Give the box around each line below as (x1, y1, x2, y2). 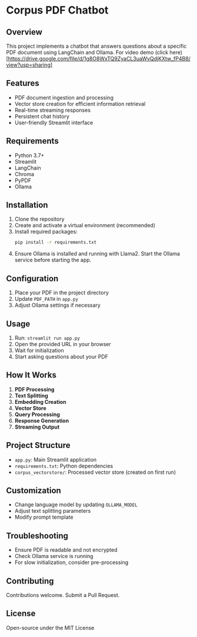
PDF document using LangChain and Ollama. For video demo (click (6, 49, 169, 56)
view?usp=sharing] (6, 61, 53, 68)
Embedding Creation (14, 398, 66, 405)
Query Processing (14, 410, 61, 418)
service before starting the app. (14, 257, 92, 264)
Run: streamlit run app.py (14, 334, 81, 341)
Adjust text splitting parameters (14, 507, 91, 515)
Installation (6, 200, 48, 210)
